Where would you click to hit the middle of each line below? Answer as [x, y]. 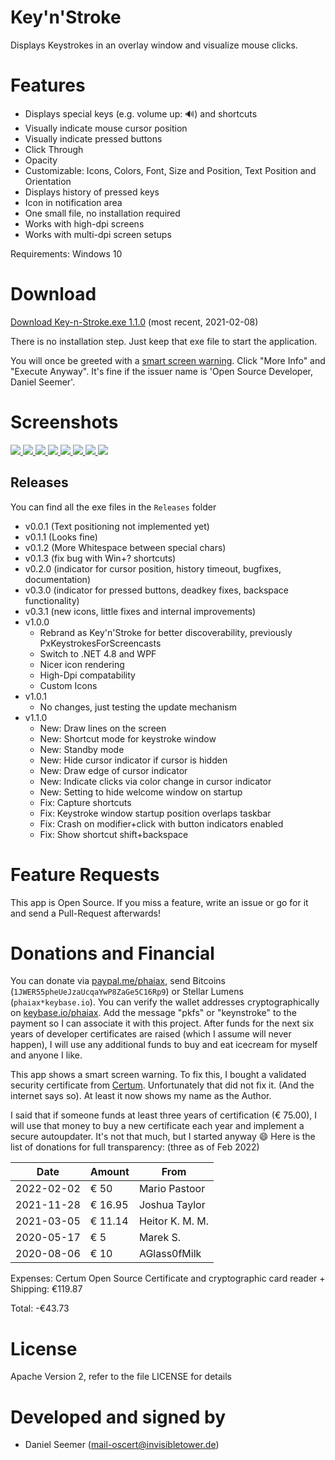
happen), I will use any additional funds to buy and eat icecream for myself [164, 1045]
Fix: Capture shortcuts [85, 802]
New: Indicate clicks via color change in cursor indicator [155, 781]
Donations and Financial [112, 953]
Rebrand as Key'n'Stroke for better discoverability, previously [166, 632]
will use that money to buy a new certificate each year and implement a [157, 1126]
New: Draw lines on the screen [103, 728]
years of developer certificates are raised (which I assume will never [151, 1034]
